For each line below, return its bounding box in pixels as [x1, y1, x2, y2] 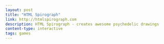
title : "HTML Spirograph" [5, 12, 60, 17]
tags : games [5, 31, 31, 36]
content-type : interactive [5, 26, 63, 31]
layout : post [5, 7, 33, 13]
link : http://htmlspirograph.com [5, 17, 77, 22]
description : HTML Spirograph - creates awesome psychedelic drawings [5, 21, 159, 27]
